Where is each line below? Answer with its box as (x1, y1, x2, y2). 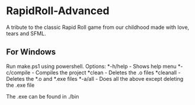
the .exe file (6, 81, 35, 88)
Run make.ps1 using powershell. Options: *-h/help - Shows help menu (6, 63, 177, 70)
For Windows (6, 47, 56, 57)
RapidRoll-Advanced (6, 4, 110, 18)
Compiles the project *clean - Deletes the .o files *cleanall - (35, 69, 181, 76)
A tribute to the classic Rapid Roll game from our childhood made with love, (6, 24, 190, 31)
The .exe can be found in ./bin (6, 93, 79, 100)
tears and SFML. (6, 29, 46, 37)
